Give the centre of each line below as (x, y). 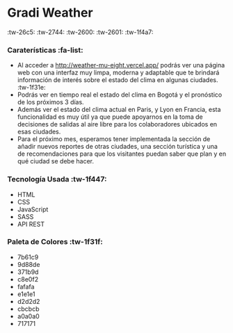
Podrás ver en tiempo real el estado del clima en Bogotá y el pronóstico (120, 95)
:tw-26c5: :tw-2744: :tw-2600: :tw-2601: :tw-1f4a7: (80, 32)
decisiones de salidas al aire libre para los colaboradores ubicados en (117, 124)
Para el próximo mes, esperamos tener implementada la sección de (114, 139)
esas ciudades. (39, 132)
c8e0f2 (28, 279)
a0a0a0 (28, 316)
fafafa (26, 286)
